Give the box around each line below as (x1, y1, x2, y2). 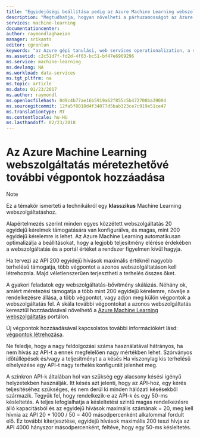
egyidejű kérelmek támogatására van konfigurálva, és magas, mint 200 (6, 226, 180, 233)
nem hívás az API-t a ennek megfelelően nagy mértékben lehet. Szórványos (6, 349, 192, 356)
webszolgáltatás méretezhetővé (6, 158, 169, 172)
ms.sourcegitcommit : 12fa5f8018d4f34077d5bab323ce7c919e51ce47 (6, 103, 167, 109)
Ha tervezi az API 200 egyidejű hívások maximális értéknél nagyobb (6, 257, 173, 264)
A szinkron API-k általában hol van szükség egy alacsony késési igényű (6, 373, 182, 380)
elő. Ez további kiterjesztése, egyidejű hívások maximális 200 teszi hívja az (6, 417, 190, 424)
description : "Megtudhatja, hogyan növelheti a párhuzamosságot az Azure (6, 14, 193, 20)
